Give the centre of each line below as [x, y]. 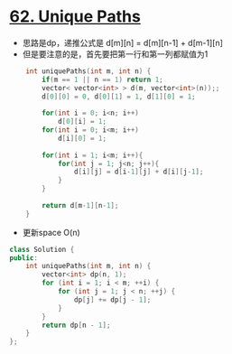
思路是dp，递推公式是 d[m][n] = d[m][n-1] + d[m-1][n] [123, 42]
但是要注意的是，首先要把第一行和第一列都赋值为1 [115, 54]
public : [24, 258]
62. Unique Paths [75, 17]
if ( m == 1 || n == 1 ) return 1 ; [103, 79]
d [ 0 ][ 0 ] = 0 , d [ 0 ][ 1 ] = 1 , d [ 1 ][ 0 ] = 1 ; [119, 97]
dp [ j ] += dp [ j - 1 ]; [112, 300]
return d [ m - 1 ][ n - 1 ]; [80, 205]
